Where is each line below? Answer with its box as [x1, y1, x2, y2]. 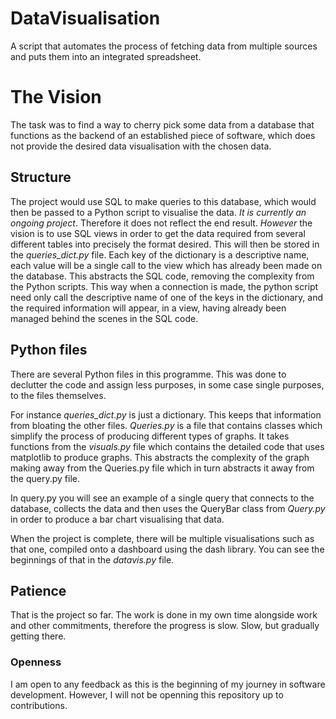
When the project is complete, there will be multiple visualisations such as [10, 532, 315, 544]
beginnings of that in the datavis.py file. [10, 553, 175, 566]
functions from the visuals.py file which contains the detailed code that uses [10, 440, 325, 452]
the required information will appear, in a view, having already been [10, 302, 287, 314]
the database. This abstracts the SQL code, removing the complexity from [10, 270, 315, 282]
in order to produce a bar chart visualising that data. [10, 513, 225, 525]
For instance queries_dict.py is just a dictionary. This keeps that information [10, 408, 322, 421]
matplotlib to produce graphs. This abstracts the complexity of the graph [10, 451, 310, 463]
